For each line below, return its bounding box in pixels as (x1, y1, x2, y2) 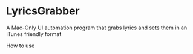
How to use (6, 42, 35, 49)
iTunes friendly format (6, 30, 62, 37)
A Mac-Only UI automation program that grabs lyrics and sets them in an (6, 24, 188, 31)
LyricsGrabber (6, 4, 80, 18)
